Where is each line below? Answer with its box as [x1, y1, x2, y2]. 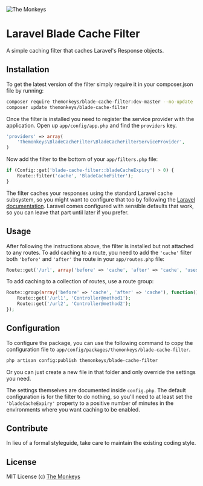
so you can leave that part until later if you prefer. [6, 209, 129, 216]
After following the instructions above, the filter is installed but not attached [6, 242, 194, 249]
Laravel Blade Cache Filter [6, 27, 140, 41]
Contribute [6, 424, 48, 434]
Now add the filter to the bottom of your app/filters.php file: [6, 156, 158, 163]
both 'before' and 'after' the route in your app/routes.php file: [6, 255, 165, 263]
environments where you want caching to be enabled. [6, 406, 140, 413]
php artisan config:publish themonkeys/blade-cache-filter [6, 357, 158, 363]
